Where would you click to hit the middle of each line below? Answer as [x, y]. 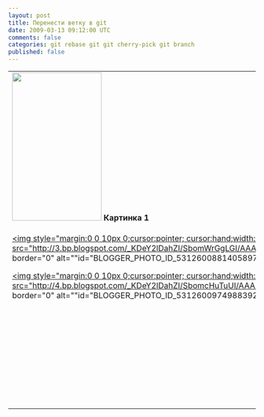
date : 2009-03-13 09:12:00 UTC [59, 30]
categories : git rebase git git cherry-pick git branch [101, 45]
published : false [37, 52]
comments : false [35, 37]
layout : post [29, 15]
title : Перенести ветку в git [58, 23]
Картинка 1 [126, 218]
